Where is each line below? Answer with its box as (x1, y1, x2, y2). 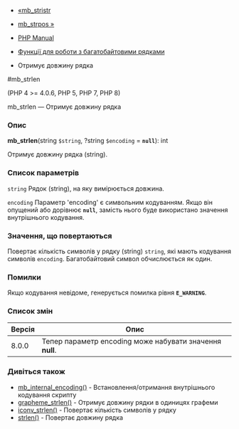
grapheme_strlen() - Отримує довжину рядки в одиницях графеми (17, 398, 218, 406)
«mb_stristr (17, 6, 51, 14)
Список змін (7, 306, 53, 316)
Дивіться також (7, 366, 65, 376)
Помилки (7, 272, 41, 282)
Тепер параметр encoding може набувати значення (41, 337, 222, 346)
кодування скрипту (17, 391, 77, 399)
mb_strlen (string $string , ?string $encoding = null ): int (7, 137, 169, 145)
